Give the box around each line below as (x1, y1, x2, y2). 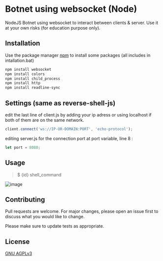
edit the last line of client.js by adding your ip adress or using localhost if (5, 112, 152, 117)
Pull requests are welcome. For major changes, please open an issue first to (5, 208, 159, 214)
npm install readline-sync (5, 85, 60, 90)
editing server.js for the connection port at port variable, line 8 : (5, 135, 134, 141)
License (5, 237, 30, 246)
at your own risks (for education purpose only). (5, 25, 101, 30)
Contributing (5, 195, 45, 203)
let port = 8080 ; (5, 145, 41, 150)
